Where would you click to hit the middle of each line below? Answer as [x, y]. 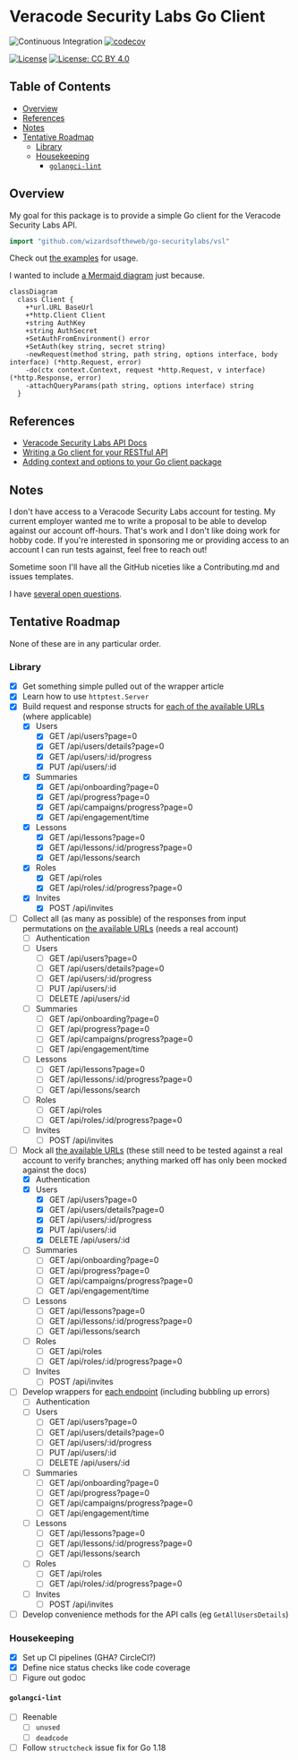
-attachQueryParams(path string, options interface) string [140, 386]
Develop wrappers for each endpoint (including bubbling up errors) [146, 1392]
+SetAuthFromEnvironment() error [88, 339]
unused [48, 1728]
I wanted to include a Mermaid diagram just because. [107, 276]
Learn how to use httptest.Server [85, 697]
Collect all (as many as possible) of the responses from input [134, 918]
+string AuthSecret [62, 331]
